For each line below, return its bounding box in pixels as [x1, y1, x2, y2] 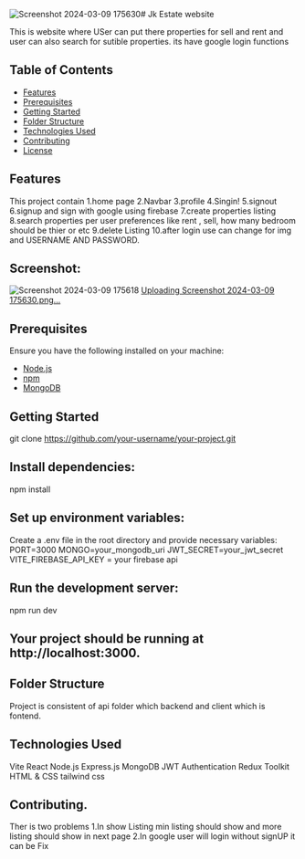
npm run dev [9, 604, 58, 615]
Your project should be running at [9, 631, 204, 646]
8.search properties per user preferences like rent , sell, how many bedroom [9, 215, 297, 225]
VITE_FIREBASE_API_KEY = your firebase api [9, 553, 178, 565]
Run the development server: [9, 581, 179, 596]
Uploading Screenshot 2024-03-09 [141, 285, 275, 296]
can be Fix [9, 841, 49, 852]
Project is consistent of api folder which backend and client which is [9, 700, 266, 711]
